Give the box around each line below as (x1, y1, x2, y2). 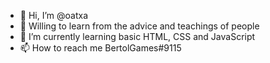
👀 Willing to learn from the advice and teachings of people (19, 20, 260, 32)
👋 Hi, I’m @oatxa (19, 10, 89, 21)
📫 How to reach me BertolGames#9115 (19, 42, 182, 54)
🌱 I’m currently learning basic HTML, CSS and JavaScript (19, 31, 256, 42)
